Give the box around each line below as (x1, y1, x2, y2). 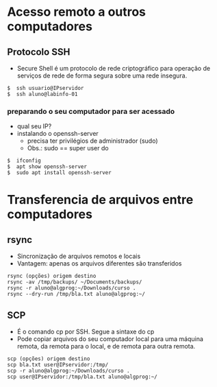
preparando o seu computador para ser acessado (7, 106, 175, 116)
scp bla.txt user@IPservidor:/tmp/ (7, 362, 109, 368)
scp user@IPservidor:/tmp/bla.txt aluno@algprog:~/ (7, 373, 157, 381)
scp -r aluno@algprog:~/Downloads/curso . (7, 368, 130, 375)
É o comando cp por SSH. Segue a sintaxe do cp (16, 327, 155, 336)
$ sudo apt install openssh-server (7, 169, 112, 176)
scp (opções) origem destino (7, 355, 90, 362)
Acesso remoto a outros (7, 4, 146, 20)
